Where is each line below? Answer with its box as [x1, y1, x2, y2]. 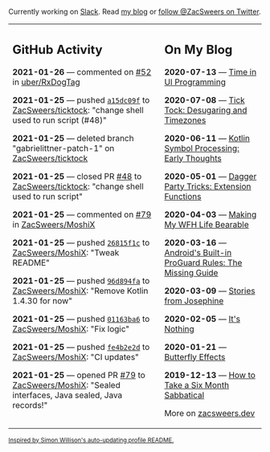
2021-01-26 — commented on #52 [12, 66, 152, 77]
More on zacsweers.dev [164, 407, 256, 418]
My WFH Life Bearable [164, 218, 249, 230]
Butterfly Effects [164, 351, 226, 362]
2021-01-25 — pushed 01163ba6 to [12, 313, 150, 324]
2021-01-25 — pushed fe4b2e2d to [12, 341, 150, 352]
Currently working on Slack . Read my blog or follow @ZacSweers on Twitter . [8, 7, 261, 16]
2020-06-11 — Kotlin [164, 132, 251, 144]
